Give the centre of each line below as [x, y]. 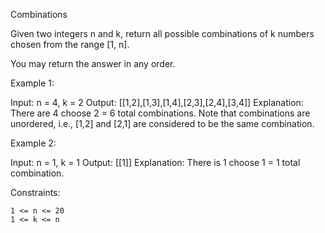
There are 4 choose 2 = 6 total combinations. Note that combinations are [160, 113]
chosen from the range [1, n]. [70, 44]
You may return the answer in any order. [93, 63]
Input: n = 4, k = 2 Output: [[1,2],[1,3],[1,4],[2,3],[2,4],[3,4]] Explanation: [157, 102]
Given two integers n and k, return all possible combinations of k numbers [162, 33]
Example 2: [33, 143]
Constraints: [35, 192]
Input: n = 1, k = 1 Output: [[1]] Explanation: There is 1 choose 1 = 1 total [155, 162]
